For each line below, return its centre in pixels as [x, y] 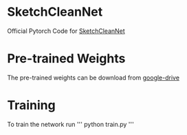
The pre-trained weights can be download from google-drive [93, 77]
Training [32, 105]
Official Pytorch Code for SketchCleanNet [66, 31]
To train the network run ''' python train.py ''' [70, 124]
